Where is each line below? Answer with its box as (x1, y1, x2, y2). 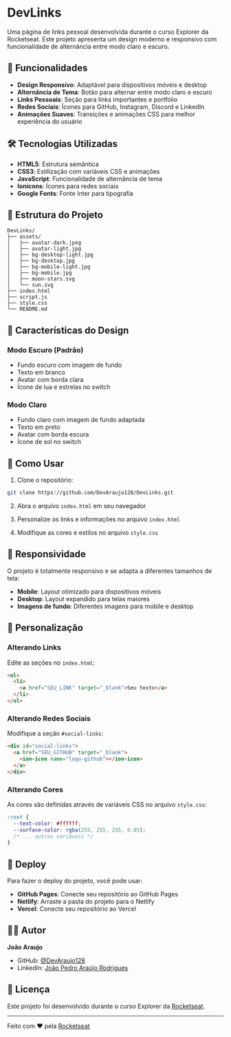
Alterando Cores (7, 785, 64, 794)
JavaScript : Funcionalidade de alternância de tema (16, 174, 163, 183)
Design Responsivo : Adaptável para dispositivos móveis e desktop (16, 81, 208, 89)
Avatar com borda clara (16, 376, 84, 384)
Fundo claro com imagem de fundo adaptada (16, 416, 145, 424)
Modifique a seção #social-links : (7, 729, 104, 738)
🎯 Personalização (7, 622, 84, 634)
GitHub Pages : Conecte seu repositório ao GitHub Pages (16, 890, 179, 898)
